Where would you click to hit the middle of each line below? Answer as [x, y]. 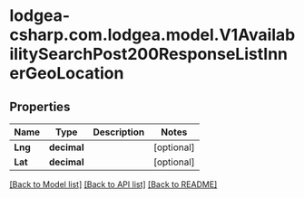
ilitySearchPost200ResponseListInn [149, 54]
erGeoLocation [67, 74]
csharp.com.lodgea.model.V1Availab [152, 35]
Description [119, 132]
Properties [40, 106]
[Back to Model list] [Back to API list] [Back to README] [113, 184]
